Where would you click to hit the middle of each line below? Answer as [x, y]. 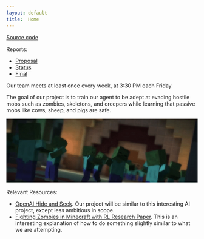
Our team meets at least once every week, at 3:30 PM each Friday [89, 86]
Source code [22, 37]
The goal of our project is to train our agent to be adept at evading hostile [98, 97]
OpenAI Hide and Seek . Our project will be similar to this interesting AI [102, 204]
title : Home [23, 19]
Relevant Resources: [32, 192]
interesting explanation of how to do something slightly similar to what [103, 223]
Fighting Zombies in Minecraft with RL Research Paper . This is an [96, 217]
